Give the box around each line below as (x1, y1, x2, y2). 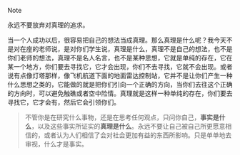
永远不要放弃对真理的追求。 (7, 21, 89, 29)
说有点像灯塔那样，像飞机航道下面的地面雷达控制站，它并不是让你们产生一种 (7, 71, 233, 80)
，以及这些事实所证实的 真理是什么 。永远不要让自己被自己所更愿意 (31, 122, 226, 130)
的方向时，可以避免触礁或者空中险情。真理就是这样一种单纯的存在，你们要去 (7, 89, 233, 97)
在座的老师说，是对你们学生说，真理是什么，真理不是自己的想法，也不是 (19, 45, 233, 53)
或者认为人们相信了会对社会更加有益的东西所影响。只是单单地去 (44, 131, 232, 139)
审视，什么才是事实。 (24, 140, 88, 148)
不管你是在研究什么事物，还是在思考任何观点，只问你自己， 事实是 (24, 113, 219, 122)
